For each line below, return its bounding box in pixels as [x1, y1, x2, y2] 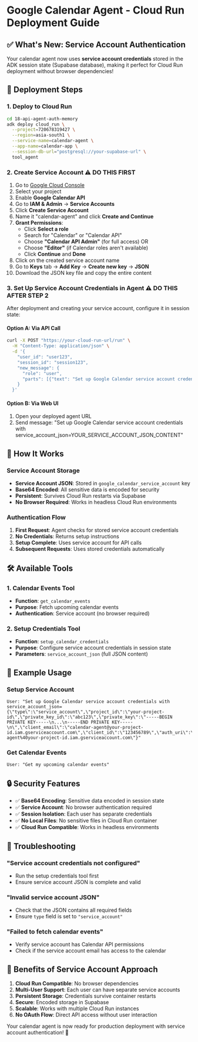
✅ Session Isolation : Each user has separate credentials [15, 810, 152, 817]
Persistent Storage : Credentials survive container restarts [15, 992, 156, 1000]
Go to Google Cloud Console [15, 181, 85, 189]
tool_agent [12, 154, 39, 160]
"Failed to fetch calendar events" [6, 928, 103, 936]
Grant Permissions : [15, 219, 63, 226]
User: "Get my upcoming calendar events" [6, 762, 110, 768]
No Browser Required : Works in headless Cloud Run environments [15, 499, 177, 506]
